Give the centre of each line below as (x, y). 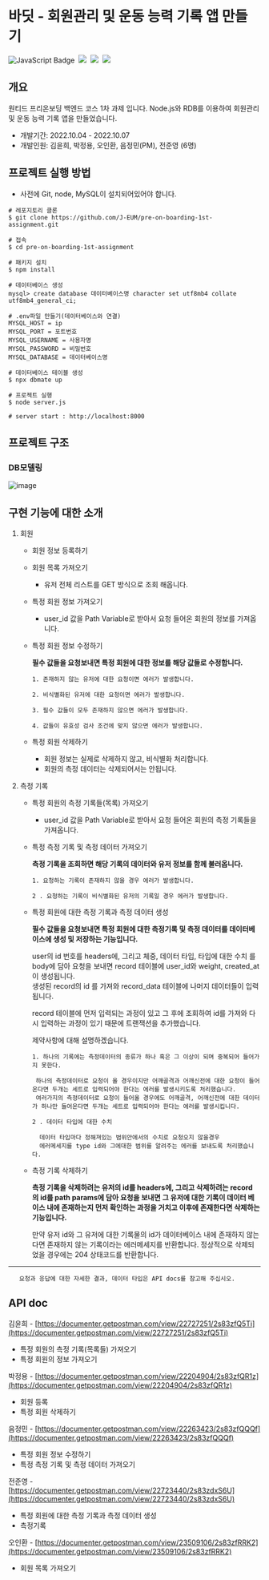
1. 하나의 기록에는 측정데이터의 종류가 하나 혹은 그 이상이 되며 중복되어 (136, 1057)
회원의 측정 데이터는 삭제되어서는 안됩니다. (110, 769)
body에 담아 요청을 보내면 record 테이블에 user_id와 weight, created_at (146, 966)
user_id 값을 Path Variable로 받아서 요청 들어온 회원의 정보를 (140, 619)
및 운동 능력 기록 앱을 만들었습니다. (63, 118)
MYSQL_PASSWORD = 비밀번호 (50, 349)
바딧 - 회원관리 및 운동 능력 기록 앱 (114, 16)
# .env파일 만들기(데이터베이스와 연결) (65, 316)
